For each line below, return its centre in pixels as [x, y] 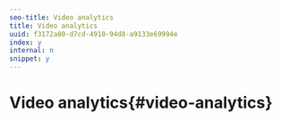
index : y [26, 42]
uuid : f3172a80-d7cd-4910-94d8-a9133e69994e [94, 34]
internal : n [31, 51]
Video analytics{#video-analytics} [141, 103]
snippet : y [30, 59]
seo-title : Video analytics [62, 17]
